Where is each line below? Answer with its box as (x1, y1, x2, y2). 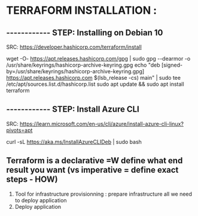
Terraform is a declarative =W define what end (6, 155, 183, 166)
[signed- (161, 61, 183, 68)
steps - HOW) (6, 175, 58, 185)
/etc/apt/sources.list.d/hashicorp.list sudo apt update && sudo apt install (6, 80, 184, 88)
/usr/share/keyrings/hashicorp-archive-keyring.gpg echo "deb (6, 61, 160, 68)
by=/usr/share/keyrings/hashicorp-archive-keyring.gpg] (6, 68, 145, 75)
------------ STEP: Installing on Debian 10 (6, 28, 163, 38)
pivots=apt (6, 127, 33, 134)
